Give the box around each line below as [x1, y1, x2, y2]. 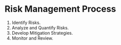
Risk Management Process [4, 3, 117, 15]
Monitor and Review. [11, 35, 54, 41]
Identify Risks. [11, 20, 41, 25]
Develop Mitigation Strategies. [11, 30, 73, 36]
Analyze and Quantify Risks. [11, 24, 69, 30]
